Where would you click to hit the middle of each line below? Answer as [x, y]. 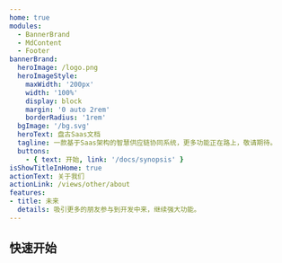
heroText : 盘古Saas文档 [59, 135]
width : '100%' [52, 92]
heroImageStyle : [48, 76]
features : [28, 193]
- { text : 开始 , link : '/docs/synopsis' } [105, 159]
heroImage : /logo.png [58, 68]
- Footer [34, 51]
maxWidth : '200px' [60, 84]
